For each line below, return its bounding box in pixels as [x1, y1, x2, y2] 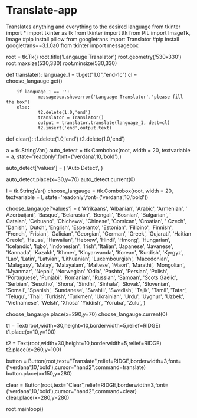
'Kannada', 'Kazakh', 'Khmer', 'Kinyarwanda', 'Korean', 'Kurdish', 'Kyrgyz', [6, 249, 184, 256]
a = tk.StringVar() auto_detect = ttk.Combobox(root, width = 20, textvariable [6, 146, 191, 154]
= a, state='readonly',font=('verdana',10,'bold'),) [6, 153, 122, 160]
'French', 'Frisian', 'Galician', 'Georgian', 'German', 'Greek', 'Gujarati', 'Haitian [6, 230, 192, 237]
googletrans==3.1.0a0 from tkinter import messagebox [6, 42, 139, 49]
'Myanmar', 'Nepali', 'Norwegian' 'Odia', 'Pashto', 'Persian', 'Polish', [6, 267, 169, 275]
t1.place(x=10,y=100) [6, 328, 57, 335]
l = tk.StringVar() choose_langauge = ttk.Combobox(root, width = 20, [6, 187, 173, 194]
